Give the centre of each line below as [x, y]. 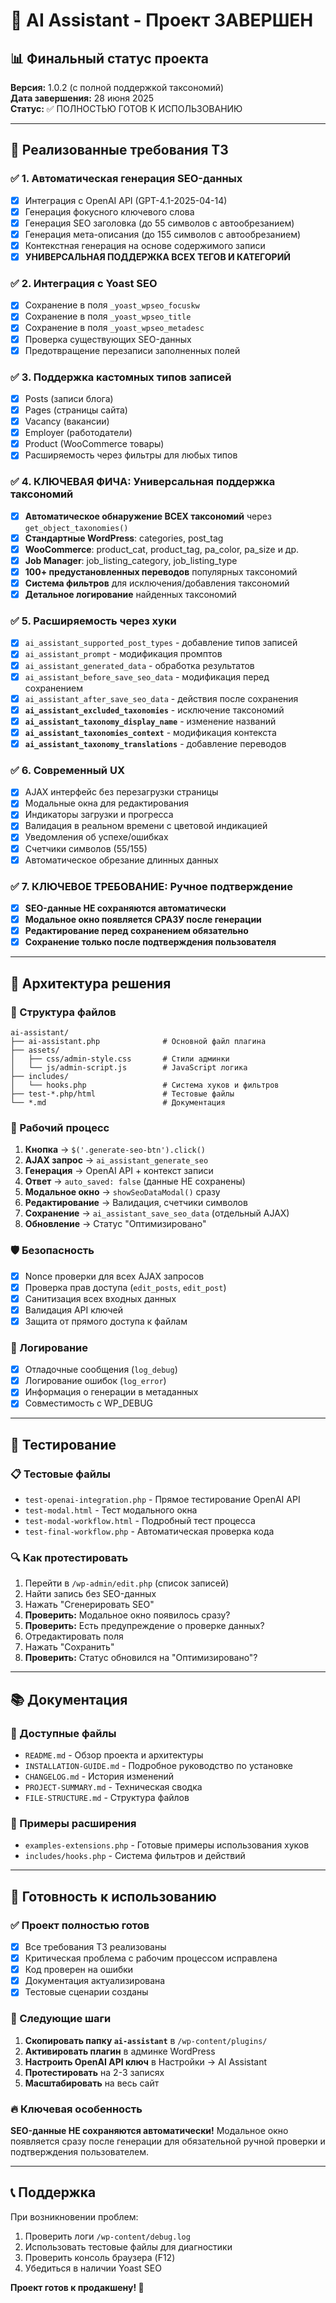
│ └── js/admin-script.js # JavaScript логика [129, 1067]
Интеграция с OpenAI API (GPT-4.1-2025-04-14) [126, 200]
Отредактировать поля [74, 1636]
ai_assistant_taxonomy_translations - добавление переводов [155, 743]
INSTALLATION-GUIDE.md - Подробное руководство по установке [158, 1766]
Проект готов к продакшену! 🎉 [77, 2287]
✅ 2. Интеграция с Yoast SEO [84, 283]
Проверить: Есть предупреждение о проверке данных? [144, 1626]
